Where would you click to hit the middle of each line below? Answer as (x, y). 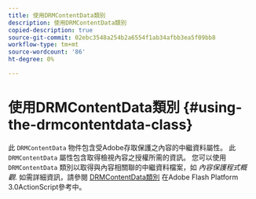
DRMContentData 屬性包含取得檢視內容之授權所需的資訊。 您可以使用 (117, 157)
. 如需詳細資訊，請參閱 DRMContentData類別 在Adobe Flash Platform (127, 177)
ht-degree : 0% (31, 60)
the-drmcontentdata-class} (101, 125)
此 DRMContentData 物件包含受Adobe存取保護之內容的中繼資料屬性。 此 (122, 147)
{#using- (213, 108)
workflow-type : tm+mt (44, 45)
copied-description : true (50, 30)
